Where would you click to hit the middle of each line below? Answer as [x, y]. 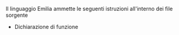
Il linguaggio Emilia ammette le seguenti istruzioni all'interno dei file [89, 9]
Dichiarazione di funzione [46, 27]
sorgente [17, 15]
